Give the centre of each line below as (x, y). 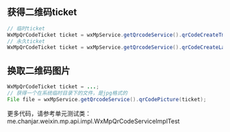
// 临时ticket (26, 28)
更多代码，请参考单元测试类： (49, 113)
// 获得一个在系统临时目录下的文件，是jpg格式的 (67, 93)
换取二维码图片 (39, 70)
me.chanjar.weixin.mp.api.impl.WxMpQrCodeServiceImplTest (93, 121)
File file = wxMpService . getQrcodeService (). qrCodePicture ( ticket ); (107, 99)
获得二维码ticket (42, 12)
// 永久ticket (26, 41)
